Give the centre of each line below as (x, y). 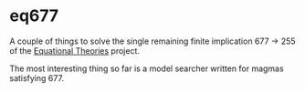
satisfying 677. (37, 77)
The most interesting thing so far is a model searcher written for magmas (147, 68)
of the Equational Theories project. (74, 50)
